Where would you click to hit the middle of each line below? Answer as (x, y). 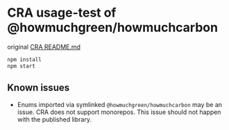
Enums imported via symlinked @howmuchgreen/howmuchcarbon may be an (120, 104)
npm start (22, 66)
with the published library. (54, 119)
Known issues (39, 88)
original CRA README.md (44, 47)
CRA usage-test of (62, 13)
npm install (24, 59)
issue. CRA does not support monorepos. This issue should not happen (119, 112)
